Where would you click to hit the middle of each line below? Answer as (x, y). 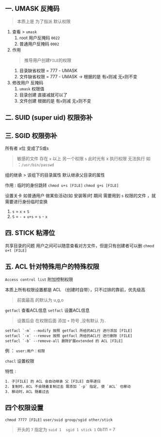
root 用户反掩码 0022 (40, 37)
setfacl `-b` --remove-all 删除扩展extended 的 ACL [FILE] (64, 341)
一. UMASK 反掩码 (32, 9)
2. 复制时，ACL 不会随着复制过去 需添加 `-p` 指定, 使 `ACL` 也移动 (68, 387)
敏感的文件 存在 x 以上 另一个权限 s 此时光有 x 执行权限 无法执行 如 (84, 159)
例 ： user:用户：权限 (25, 351)
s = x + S (21, 211)
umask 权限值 (32, 88)
